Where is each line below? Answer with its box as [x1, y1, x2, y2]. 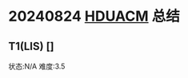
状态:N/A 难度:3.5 [8, 61, 66, 71]
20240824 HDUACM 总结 [8, 7, 180, 25]
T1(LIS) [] [8, 39, 54, 53]
